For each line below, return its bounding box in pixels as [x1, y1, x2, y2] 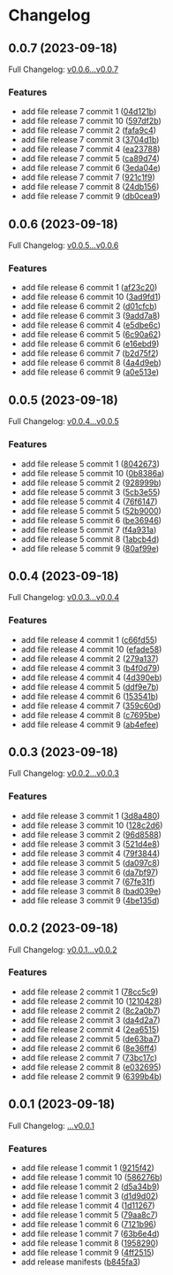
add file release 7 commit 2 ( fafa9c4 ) [20, 125, 156, 135]
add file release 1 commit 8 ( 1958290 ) [20, 1237, 159, 1248]
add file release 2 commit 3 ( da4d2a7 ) [20, 1015, 161, 1025]
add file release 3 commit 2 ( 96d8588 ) [20, 829, 162, 839]
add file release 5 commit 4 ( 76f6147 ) [20, 496, 158, 506]
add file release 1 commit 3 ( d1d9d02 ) [20, 1190, 159, 1201]
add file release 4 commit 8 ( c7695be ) [20, 709, 161, 720]
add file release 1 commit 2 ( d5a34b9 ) [20, 1181, 160, 1192]
